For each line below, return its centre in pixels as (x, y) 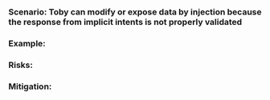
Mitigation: (30, 86)
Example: (27, 43)
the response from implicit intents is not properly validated (125, 22)
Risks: (21, 65)
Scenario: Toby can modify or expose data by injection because (135, 12)
